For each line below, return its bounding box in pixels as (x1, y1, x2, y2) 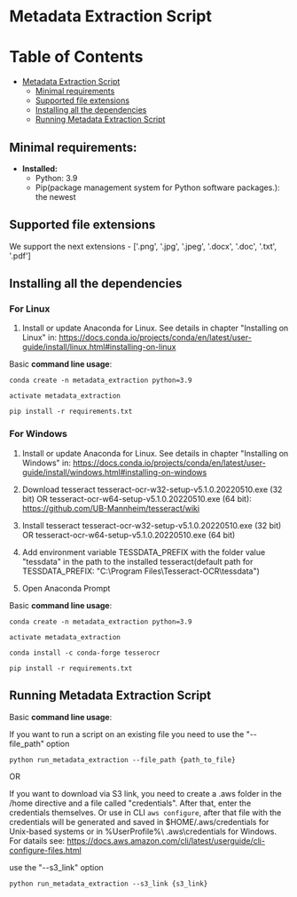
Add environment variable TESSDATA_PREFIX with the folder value (21, 546, 266, 557)
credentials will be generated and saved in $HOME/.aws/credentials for (9, 816, 270, 827)
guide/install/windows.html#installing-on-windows (21, 466, 207, 477)
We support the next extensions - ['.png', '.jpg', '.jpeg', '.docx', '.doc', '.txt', (9, 241, 277, 251)
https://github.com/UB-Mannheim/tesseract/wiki (21, 503, 200, 513)
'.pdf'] (9, 250, 31, 261)
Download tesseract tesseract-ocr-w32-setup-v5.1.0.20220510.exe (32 (21, 484, 283, 495)
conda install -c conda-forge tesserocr (9, 648, 161, 657)
